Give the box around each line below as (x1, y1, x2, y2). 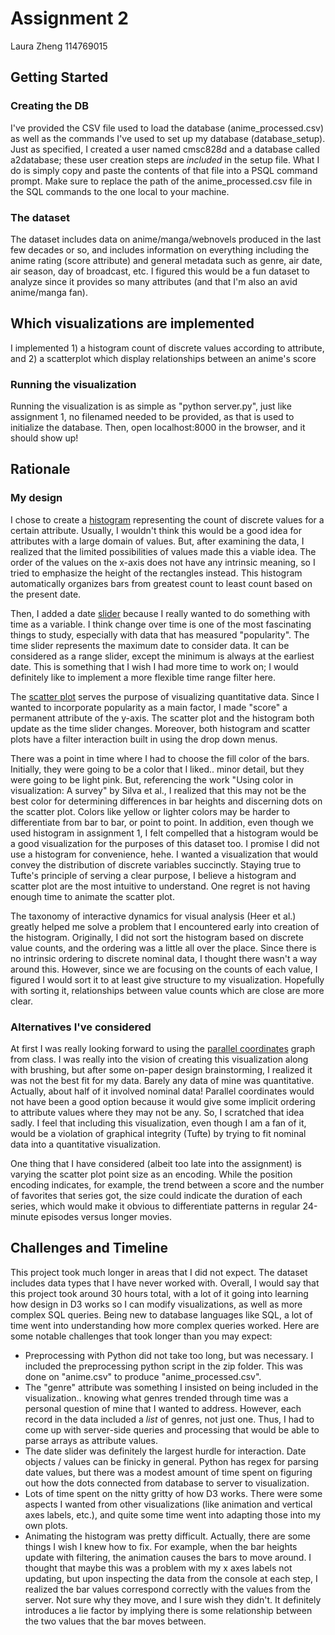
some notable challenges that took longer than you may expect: (10, 1330, 273, 1342)
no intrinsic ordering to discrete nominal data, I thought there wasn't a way (10, 952, 318, 964)
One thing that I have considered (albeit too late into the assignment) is (10, 1158, 302, 1170)
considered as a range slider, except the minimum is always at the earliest (10, 650, 315, 662)
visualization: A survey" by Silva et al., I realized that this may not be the (10, 784, 307, 796)
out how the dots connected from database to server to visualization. (24, 1477, 310, 1489)
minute (10, 1211, 39, 1223)
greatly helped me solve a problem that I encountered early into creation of (10, 920, 320, 932)
